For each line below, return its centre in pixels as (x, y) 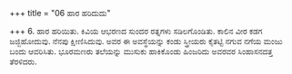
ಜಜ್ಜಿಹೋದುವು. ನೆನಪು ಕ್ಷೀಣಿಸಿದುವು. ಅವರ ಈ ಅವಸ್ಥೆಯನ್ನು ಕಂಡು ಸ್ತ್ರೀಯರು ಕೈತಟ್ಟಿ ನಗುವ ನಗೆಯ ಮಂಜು (146, 41)
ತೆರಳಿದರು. (23, 61)
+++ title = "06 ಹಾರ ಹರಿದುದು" (60, 13)
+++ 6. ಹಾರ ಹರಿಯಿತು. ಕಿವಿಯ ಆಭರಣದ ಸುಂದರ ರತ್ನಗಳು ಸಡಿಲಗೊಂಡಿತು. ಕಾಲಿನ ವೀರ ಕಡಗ (136, 31)
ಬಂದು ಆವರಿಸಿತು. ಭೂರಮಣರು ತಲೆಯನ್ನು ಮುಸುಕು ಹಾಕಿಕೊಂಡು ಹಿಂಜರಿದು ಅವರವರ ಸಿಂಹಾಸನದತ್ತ (141, 51)
